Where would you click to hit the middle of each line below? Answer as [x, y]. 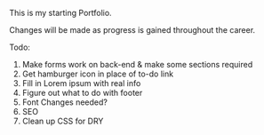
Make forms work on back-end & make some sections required [137, 64]
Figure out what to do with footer [82, 93]
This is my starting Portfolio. [61, 13]
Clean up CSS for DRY [63, 121]
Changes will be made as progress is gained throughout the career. [132, 30]
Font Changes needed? [65, 102]
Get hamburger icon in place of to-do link [98, 74]
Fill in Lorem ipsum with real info [81, 83]
